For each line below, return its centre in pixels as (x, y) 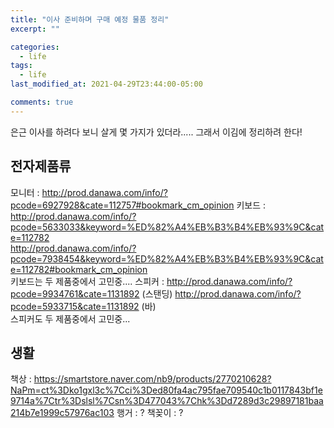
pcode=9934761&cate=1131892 (75, 293)
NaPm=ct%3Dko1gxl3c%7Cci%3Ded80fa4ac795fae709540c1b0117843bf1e (166, 390)
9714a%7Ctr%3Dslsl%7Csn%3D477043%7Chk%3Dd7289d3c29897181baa (167, 401)
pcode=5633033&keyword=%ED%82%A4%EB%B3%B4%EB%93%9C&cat (167, 227)
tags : (21, 66)
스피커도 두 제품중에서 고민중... (70, 318)
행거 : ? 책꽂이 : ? (150, 413)
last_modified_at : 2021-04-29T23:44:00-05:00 (106, 84)
